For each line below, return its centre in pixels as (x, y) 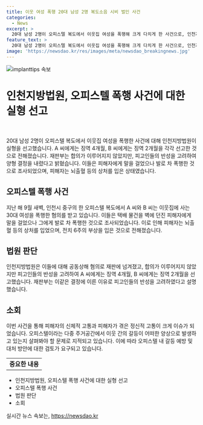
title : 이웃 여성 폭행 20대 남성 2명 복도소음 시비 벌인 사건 (73, 12)
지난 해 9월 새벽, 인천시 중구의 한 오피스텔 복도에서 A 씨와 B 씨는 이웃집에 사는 (98, 207)
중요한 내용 (24, 365)
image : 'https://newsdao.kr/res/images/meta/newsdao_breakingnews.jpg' (98, 51)
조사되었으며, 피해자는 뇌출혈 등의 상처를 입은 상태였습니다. (87, 170)
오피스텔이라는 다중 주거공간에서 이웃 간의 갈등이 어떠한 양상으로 (105, 334)
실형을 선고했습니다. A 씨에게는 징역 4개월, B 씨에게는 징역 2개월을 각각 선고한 (98, 148)
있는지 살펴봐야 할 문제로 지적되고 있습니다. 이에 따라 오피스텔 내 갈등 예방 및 (103, 341)
